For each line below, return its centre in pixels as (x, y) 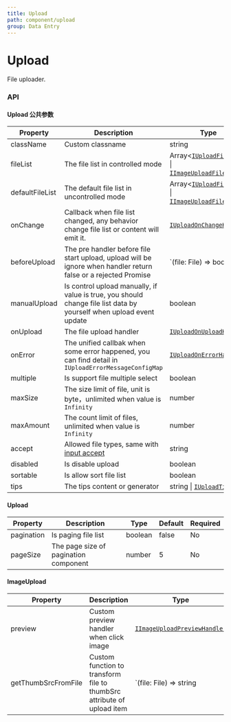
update (76, 320)
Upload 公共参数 (30, 114)
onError (23, 355)
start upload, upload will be (108, 258)
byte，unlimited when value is (113, 400)
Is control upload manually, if (111, 286)
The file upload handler (102, 332)
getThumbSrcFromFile (46, 683)
